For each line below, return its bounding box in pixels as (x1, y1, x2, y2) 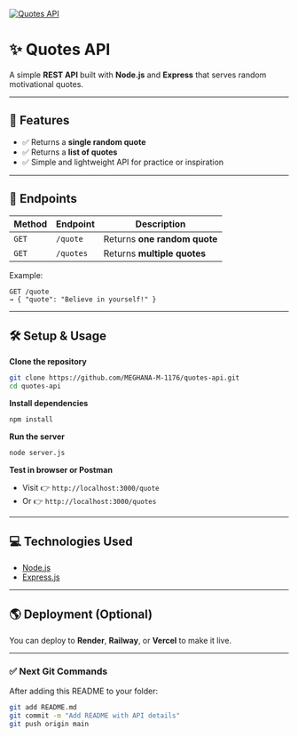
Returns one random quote (103, 232, 218, 244)
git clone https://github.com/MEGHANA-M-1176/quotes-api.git (9, 373, 240, 382)
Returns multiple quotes (103, 247, 207, 260)
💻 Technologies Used (9, 534, 133, 549)
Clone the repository (9, 356, 87, 367)
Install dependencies (9, 398, 89, 409)
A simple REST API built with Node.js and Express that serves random (9, 69, 267, 80)
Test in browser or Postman (9, 464, 114, 475)
